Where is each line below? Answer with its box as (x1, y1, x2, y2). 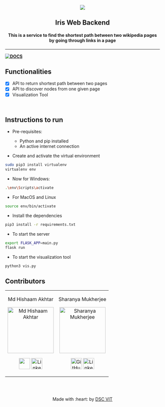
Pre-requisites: (12, 129, 43, 135)
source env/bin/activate (5, 204, 56, 209)
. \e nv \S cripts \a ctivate (5, 186, 54, 190)
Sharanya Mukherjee (58, 296, 107, 303)
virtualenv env (5, 167, 36, 172)
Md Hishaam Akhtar (7, 296, 54, 303)
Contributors (5, 277, 46, 285)
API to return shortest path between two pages (12, 81, 108, 86)
